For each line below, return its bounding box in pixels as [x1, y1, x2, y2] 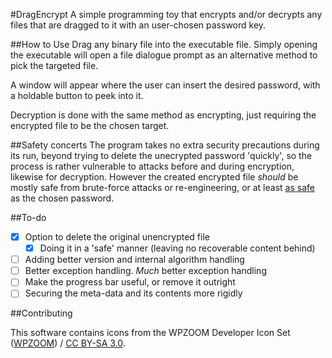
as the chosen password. [10, 192, 115, 204]
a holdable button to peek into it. [10, 90, 144, 101]
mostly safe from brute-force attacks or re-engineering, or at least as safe [10, 182, 315, 193]
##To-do [10, 212, 47, 223]
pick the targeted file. [10, 60, 99, 71]
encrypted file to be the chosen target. [10, 120, 170, 131]
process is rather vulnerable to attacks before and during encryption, [10, 160, 295, 172]
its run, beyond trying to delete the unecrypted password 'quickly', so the [10, 150, 313, 161]
